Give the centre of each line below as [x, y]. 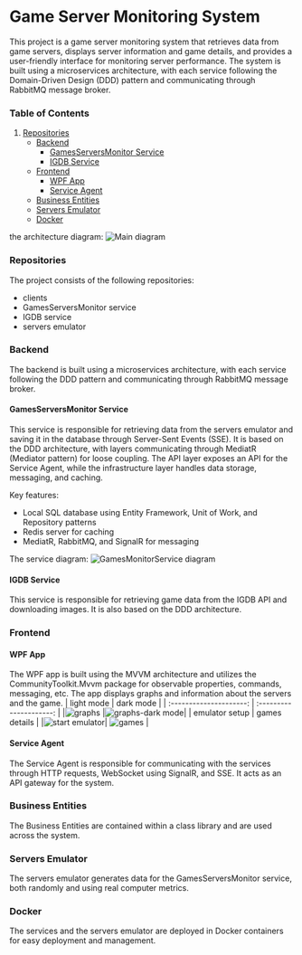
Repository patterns [59, 523]
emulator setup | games [237, 713]
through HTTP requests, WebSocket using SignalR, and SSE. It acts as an [146, 773]
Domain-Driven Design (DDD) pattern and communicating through [132, 80]
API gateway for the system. [62, 782]
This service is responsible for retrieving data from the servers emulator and [151, 430]
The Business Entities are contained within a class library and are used [141, 826]
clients [35, 298]
